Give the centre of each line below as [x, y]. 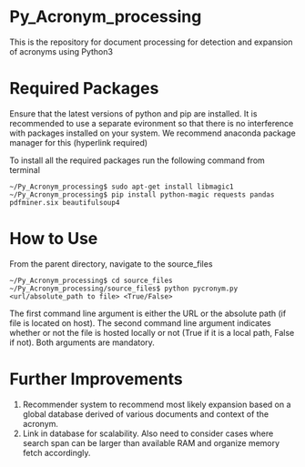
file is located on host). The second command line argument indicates [140, 323]
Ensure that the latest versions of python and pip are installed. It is [133, 113]
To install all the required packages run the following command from [137, 160]
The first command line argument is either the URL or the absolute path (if [148, 313]
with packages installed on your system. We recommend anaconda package [152, 133]
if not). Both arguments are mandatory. [82, 342]
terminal [25, 169]
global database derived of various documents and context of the [146, 414]
